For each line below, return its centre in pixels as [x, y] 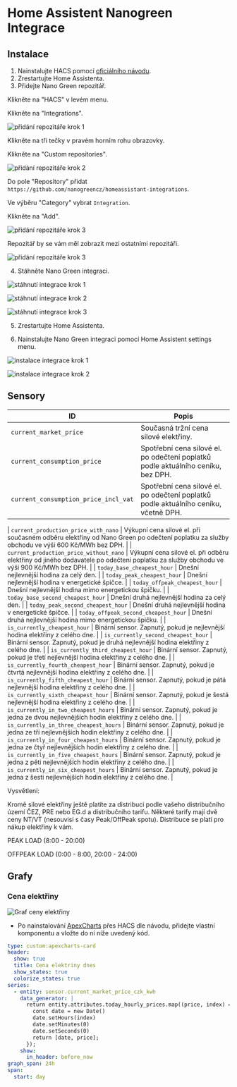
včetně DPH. [161, 512]
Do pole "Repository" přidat [48, 182]
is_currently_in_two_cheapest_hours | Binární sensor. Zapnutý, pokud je [113, 709]
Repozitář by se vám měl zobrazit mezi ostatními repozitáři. [93, 244]
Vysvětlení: [24, 790]
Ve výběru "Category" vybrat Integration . [69, 203]
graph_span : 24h [31, 1064]
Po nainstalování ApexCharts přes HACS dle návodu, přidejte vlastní [116, 926]
